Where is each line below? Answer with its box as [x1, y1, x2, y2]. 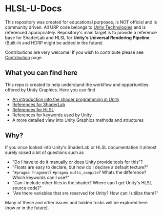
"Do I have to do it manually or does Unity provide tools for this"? [12, 159, 143, 165]
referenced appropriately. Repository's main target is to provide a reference [5, 29, 157, 35]
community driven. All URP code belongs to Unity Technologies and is [5, 24, 146, 30]
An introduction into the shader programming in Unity [12, 96, 120, 102]
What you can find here [5, 69, 78, 77]
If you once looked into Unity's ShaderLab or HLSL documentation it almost [5, 144, 157, 150]
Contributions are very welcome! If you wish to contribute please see [5, 49, 144, 55]
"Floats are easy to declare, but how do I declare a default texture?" [12, 164, 149, 170]
